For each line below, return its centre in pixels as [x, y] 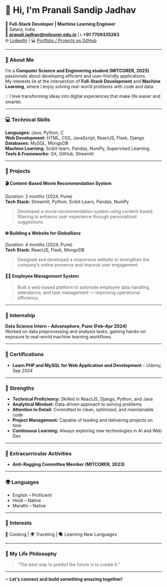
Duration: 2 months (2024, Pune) [39, 196]
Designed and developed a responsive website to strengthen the [83, 259]
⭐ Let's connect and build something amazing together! [64, 579]
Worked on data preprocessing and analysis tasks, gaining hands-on [76, 332]
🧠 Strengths [20, 388]
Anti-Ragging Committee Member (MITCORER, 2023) [69, 465]
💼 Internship [20, 315]
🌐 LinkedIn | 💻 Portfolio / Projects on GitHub [51, 40]
